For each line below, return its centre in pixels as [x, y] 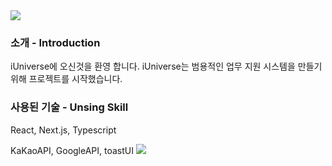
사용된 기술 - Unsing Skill [69, 107]
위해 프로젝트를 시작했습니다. [66, 79]
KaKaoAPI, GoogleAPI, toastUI [72, 150]
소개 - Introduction [55, 42]
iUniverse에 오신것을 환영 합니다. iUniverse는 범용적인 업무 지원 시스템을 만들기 [166, 66]
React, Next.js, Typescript [63, 130]
